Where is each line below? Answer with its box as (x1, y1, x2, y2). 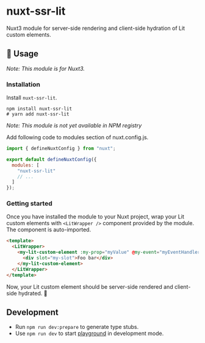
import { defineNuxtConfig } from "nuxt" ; (6, 145, 116, 152)
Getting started (6, 200, 53, 208)
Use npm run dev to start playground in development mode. (15, 330, 164, 337)
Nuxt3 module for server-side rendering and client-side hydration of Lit (6, 24, 185, 32)
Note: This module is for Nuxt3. (6, 65, 85, 72)
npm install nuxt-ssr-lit (6, 106, 72, 112)
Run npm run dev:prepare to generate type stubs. (15, 323, 139, 331)
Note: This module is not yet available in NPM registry (6, 122, 142, 129)
